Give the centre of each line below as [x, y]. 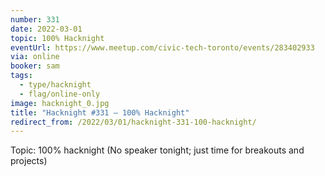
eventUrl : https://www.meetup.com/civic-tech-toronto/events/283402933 [162, 47]
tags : [21, 76]
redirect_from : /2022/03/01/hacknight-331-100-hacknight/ [133, 122]
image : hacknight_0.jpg [60, 103]
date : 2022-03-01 [46, 29]
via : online [35, 57]
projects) [29, 161]
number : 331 [35, 19]
